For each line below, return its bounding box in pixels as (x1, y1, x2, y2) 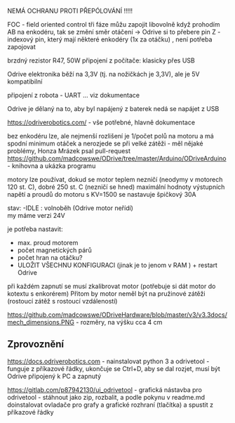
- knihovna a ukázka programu (7, 162, 96, 170)
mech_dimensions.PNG (7, 318, 75, 326)
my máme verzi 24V (7, 211, 65, 219)
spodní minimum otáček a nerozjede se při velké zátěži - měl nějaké (7, 139, 203, 148)
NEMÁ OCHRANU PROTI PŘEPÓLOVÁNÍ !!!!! (7, 7, 133, 15)
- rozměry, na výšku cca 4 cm (76, 318, 163, 326)
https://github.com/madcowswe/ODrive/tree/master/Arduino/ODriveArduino (7, 155, 227, 162)
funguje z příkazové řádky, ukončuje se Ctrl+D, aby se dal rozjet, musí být (7, 364, 221, 372)
